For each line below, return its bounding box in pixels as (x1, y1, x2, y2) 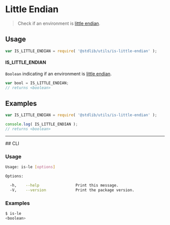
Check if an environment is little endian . (17, 20, 100, 26)
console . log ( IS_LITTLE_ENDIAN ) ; (5, 122, 78, 127)
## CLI (5, 140, 19, 146)
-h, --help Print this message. (10, 183, 119, 188)
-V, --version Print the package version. (10, 188, 135, 193)
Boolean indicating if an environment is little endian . (5, 70, 112, 77)
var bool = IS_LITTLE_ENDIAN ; (5, 80, 69, 86)
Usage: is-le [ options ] (5, 165, 56, 170)
